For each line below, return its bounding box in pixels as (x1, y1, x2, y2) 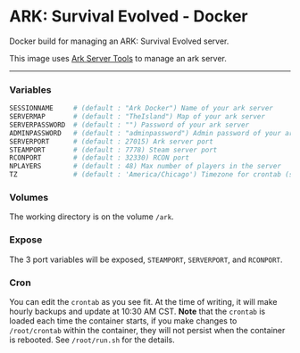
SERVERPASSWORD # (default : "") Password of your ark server (9, 120, 250, 129)
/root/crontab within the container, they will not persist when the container (9, 325, 286, 335)
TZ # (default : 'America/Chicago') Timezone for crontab (9, 170, 281, 179)
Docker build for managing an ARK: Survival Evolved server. (9, 36, 229, 46)
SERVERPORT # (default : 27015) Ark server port (9, 136, 214, 146)
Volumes (9, 192, 49, 204)
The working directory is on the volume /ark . (9, 211, 174, 222)
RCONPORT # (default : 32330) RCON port (9, 153, 190, 162)
